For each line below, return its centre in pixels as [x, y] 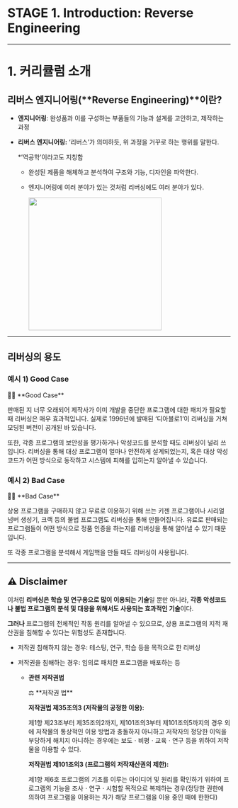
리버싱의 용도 [34, 357]
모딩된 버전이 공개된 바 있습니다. [52, 427]
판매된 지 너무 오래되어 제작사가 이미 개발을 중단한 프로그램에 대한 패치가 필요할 [117, 409]
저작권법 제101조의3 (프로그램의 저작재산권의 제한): [98, 764]
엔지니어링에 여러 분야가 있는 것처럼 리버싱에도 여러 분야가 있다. [116, 187]
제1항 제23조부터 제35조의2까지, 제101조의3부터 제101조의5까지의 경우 [125, 722]
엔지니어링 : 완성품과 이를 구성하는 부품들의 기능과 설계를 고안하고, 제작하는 [121, 118]
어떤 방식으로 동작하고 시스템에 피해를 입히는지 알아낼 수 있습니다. [117, 460]
